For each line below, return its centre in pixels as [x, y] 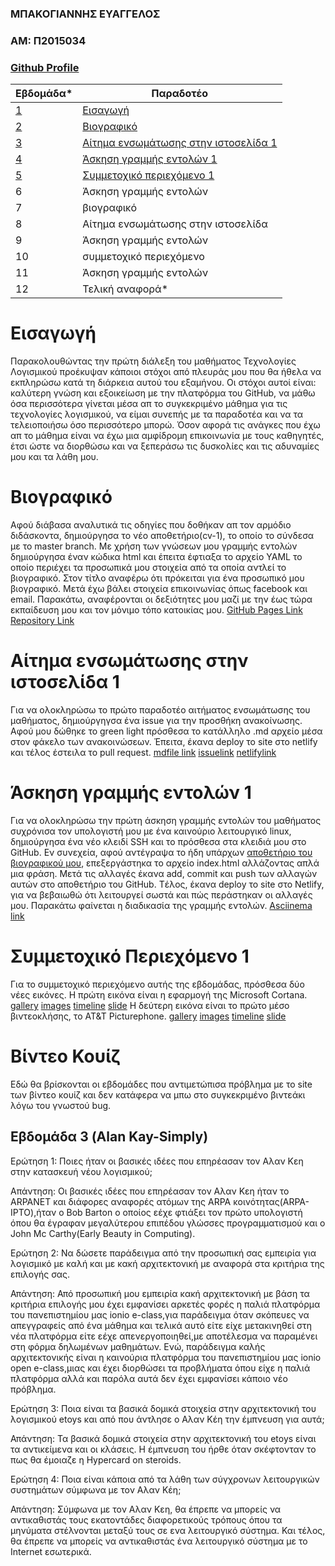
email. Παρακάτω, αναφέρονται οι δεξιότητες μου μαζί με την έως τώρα [161, 599]
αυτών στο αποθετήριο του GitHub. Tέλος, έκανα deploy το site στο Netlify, [167, 884]
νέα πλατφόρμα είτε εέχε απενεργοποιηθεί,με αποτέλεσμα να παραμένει [164, 1336]
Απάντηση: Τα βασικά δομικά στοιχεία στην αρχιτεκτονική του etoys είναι [163, 1438]
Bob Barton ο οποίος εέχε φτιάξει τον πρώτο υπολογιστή [184, 1212]
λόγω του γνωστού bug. [61, 1105]
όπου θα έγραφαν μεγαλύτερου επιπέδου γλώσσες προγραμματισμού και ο [168, 1223]
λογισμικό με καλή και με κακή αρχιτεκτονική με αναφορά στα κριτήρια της [167, 1263]
